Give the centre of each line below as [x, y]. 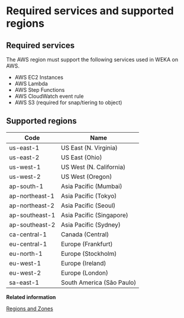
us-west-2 [25, 176]
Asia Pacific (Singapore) [95, 215]
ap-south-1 [26, 186]
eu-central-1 [28, 244]
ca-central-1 [28, 234]
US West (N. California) [93, 167]
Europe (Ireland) [84, 263]
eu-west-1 [25, 263]
